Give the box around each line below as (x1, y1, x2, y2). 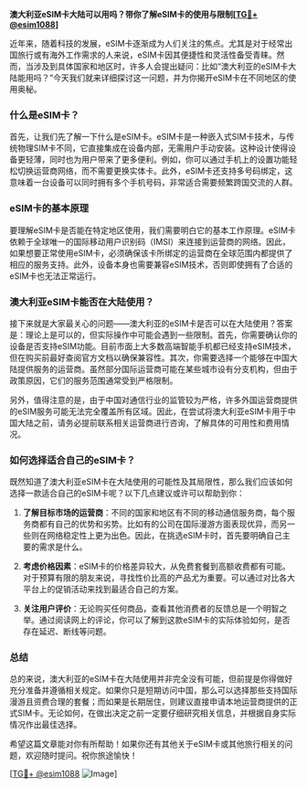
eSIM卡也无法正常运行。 (9, 270, 101, 282)
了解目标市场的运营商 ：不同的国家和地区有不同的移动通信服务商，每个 (22, 507, 288, 518)
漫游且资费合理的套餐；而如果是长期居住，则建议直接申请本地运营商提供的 (9, 697, 290, 708)
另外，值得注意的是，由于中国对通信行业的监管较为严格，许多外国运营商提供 (9, 394, 298, 405)
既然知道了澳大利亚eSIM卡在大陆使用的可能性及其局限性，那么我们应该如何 (9, 476, 293, 487)
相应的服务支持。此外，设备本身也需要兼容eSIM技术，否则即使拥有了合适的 (9, 259, 293, 270)
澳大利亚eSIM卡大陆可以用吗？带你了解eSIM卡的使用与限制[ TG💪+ (9, 9, 259, 19)
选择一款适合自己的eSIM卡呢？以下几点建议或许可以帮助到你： (9, 488, 245, 499)
